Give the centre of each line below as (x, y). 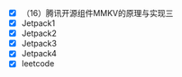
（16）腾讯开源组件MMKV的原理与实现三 (97, 13)
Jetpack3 (39, 44)
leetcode (38, 64)
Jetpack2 (39, 33)
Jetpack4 (39, 54)
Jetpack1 (38, 23)
